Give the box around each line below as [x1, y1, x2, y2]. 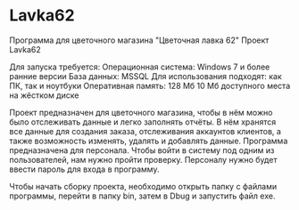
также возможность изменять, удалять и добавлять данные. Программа [9, 135, 288, 146]
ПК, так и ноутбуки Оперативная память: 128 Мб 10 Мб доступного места [9, 80, 291, 91]
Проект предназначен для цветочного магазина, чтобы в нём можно [9, 107, 273, 117]
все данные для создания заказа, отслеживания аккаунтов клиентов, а [9, 125, 281, 136]
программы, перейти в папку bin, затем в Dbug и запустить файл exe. [9, 190, 276, 201]
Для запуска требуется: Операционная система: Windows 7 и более [9, 61, 270, 72]
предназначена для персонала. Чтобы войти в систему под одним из [9, 144, 275, 156]
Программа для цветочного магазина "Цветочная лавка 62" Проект [9, 35, 270, 45]
